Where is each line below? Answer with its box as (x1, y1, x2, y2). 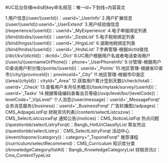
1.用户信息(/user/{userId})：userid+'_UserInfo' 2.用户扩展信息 (5, 15, 132, 21)
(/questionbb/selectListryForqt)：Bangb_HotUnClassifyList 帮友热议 (5, 122, 146, 127)
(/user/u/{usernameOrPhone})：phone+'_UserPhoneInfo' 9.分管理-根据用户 (5, 59, 162, 65)
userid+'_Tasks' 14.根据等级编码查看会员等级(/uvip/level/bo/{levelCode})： (5, 90, 160, 96)
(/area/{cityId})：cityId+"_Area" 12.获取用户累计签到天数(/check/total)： (5, 78, 154, 84)
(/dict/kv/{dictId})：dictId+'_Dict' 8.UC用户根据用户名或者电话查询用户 (5, 53, 151, 59)
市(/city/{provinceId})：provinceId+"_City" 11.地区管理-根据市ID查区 (5, 72, 145, 77)
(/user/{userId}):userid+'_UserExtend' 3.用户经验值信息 (5, 22, 120, 27)
